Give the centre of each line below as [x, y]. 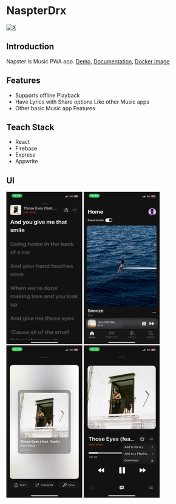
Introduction [30, 47]
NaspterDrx [36, 11]
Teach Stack [30, 127]
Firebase [26, 148]
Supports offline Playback [47, 95]
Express [25, 155]
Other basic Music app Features [55, 108]
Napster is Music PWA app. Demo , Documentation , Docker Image [88, 61]
